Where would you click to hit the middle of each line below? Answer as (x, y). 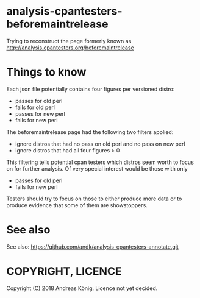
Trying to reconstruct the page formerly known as (69, 41)
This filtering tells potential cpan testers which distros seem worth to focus (100, 162)
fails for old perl (35, 107)
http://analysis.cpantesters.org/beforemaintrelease (70, 48)
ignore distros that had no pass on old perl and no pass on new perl (100, 144)
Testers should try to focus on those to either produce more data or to (94, 199)
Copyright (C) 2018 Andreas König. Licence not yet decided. (82, 288)
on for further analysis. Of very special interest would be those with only (97, 168)
